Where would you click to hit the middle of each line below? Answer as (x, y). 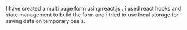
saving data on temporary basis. (45, 21)
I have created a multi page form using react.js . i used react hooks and (93, 9)
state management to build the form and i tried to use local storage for (92, 15)
